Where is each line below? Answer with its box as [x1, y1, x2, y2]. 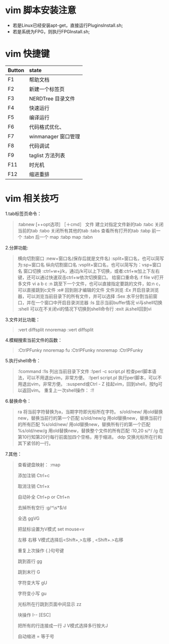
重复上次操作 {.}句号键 [17, 547, 64, 553]
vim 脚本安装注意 [5, 5, 77, 16]
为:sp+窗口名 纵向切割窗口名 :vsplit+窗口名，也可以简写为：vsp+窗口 [17, 261, 161, 267]
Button [8, 67, 24, 74]
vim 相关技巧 [5, 193, 59, 204]
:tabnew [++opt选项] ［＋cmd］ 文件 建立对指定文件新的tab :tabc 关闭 [17, 221, 164, 227]
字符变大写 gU [17, 579, 47, 585]
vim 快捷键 [5, 48, 50, 60]
